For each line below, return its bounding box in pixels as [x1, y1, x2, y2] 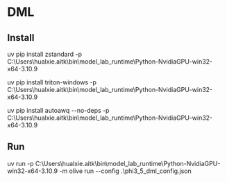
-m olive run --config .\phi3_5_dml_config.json [58, 167, 192, 175]
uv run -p [7, 159, 34, 167]
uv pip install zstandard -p [7, 50, 82, 58]
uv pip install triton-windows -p [7, 78, 97, 87]
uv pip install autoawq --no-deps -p [7, 107, 110, 114]
